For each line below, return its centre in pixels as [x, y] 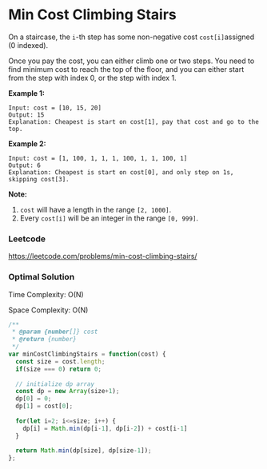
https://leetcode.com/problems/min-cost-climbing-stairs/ [103, 256]
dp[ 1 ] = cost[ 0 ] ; [44, 406]
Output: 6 [25, 165]
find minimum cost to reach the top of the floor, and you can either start [126, 69]
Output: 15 [26, 115]
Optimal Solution [42, 277]
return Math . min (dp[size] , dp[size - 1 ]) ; [84, 451]
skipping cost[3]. [39, 179]
